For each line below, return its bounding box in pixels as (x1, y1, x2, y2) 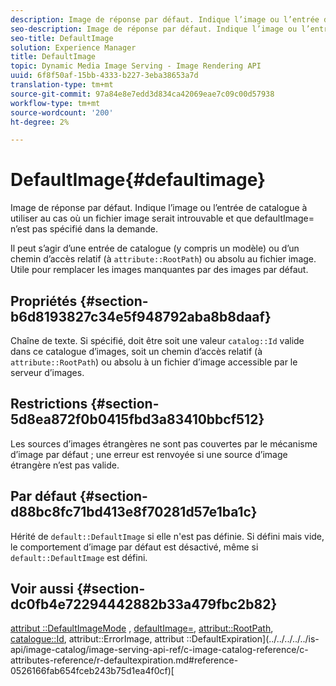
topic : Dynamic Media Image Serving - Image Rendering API (10, 61, 262, 71)
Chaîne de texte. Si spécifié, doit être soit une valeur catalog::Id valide (10, 335, 305, 346)
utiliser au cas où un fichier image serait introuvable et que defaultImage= (10, 212, 315, 225)
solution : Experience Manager (10, 42, 137, 53)
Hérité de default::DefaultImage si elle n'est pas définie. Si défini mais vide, (10, 530, 325, 542)
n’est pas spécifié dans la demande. (10, 223, 159, 235)
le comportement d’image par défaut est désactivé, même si (10, 541, 259, 553)
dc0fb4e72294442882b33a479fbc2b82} (10, 596, 278, 613)
